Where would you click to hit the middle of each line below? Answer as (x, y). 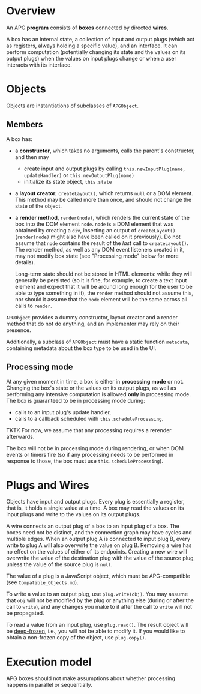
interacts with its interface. (39, 65)
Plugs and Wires (48, 485)
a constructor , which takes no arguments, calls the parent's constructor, (105, 151)
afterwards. (20, 436)
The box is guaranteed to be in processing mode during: (76, 400)
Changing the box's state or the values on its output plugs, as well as (91, 388)
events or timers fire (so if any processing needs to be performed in (90, 454)
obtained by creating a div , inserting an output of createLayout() (95, 230)
